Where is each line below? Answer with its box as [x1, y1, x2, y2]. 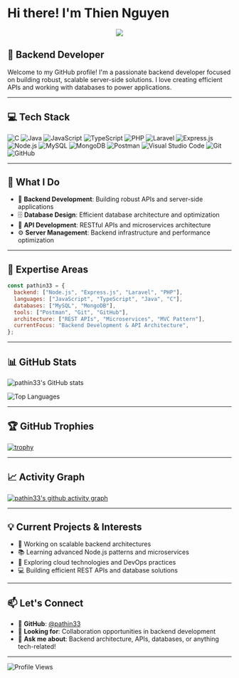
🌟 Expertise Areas [7, 263, 89, 275]
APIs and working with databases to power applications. [7, 83, 172, 91]
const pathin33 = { [7, 282, 65, 289]
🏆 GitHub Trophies [7, 421, 95, 433]
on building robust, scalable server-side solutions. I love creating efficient [7, 75, 223, 83]
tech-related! [17, 642, 56, 651]
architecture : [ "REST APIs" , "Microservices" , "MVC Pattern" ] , [14, 315, 205, 322]
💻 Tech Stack [7, 111, 70, 123]
